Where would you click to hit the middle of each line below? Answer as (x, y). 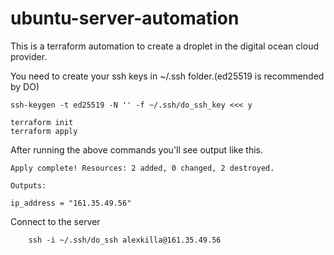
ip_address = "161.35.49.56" (71, 203)
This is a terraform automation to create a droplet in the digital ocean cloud (165, 46)
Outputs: (28, 185)
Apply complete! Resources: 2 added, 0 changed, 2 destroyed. (142, 168)
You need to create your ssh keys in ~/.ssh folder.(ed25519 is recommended (167, 76)
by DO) (25, 86)
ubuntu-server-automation (125, 18)
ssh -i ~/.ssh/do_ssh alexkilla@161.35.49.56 (125, 240)
